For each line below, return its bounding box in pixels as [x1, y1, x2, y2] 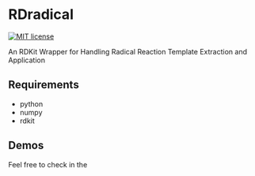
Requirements [8, 78, 79, 92]
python [19, 99, 44, 108]
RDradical [8, 6, 74, 24]
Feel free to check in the [8, 159, 88, 169]
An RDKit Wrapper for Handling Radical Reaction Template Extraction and [8, 47, 248, 56]
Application [8, 55, 46, 65]
